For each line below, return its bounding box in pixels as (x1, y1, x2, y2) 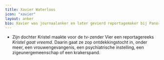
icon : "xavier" (5, 12, 36, 17)
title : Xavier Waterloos (5, 7, 56, 12)
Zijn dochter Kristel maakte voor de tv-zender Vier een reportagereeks (12, 34, 154, 40)
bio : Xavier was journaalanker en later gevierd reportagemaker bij (5, 20, 147, 26)
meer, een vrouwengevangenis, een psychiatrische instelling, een (12, 44, 144, 50)
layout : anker (5, 16, 34, 21)
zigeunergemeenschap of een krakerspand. (12, 50, 101, 56)
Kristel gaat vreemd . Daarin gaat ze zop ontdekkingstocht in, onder (12, 40, 147, 45)
